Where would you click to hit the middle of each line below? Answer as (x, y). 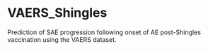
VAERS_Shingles (57, 13)
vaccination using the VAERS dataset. (62, 39)
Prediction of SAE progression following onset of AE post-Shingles (104, 32)
